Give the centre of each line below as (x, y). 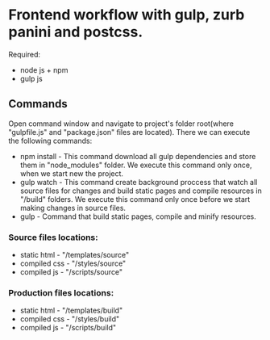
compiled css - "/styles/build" (70, 319)
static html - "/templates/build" (71, 311)
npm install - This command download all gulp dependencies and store (138, 156)
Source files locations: (53, 237)
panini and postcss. (76, 32)
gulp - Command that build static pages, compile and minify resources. (138, 216)
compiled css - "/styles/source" (73, 263)
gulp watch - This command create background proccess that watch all (139, 182)
